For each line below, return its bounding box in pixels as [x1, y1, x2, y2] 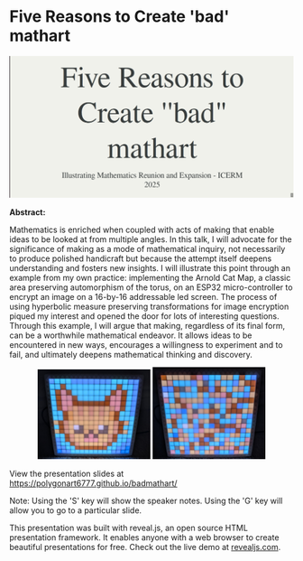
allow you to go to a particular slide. [9, 504, 142, 516]
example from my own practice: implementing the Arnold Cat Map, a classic [9, 273, 291, 284]
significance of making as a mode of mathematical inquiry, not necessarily [9, 244, 286, 255]
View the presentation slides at [9, 468, 124, 479]
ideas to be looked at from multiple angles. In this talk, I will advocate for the [9, 234, 292, 245]
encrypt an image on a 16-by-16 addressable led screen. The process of [9, 292, 278, 303]
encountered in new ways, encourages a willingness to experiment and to [9, 340, 283, 351]
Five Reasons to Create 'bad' [9, 6, 230, 27]
